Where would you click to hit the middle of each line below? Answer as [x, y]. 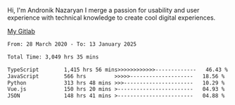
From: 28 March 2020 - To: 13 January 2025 [72, 44]
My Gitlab [21, 31]
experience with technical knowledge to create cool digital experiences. [112, 18]
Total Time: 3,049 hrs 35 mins [53, 57]
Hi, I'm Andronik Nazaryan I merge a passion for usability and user [103, 10]
